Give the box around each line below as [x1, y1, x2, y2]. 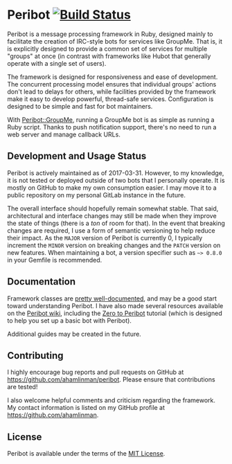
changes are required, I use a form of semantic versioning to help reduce [7, 226, 216, 235]
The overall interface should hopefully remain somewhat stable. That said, [7, 204, 219, 213]
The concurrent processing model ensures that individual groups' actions [7, 80, 217, 88]
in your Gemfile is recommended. [7, 256, 102, 264]
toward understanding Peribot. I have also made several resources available [7, 301, 224, 310]
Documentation [7, 276, 76, 287]
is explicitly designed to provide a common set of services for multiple [7, 44, 208, 53]
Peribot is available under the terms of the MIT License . [7, 449, 166, 458]
